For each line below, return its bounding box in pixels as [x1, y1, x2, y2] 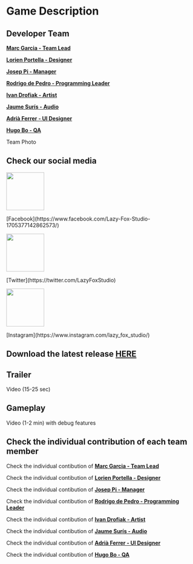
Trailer [6, 370, 31, 380]
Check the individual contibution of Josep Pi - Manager [6, 486, 145, 493]
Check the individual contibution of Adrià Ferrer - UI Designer [6, 539, 161, 546]
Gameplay [6, 403, 46, 413]
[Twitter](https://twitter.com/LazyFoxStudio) [6, 276, 116, 284]
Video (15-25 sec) [6, 386, 51, 393]
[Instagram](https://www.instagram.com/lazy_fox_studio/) [6, 331, 150, 339]
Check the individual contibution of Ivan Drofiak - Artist [6, 516, 146, 523]
